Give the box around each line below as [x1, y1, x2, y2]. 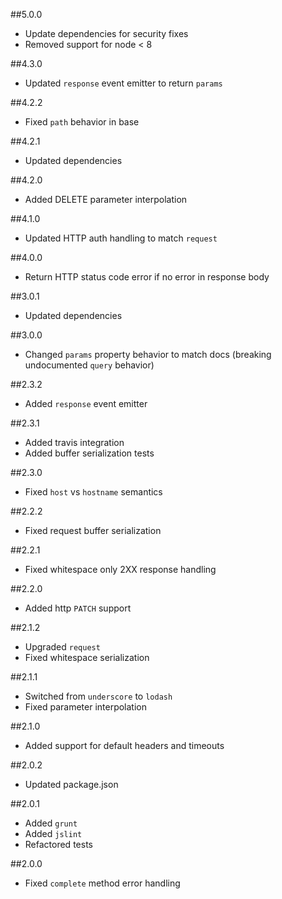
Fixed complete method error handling [24, 877, 181, 889]
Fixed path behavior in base [24, 116, 140, 128]
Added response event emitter [24, 398, 148, 409]
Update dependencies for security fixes [24, 28, 189, 39]
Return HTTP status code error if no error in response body [24, 271, 270, 283]
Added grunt [24, 817, 78, 829]
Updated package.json [24, 779, 119, 790]
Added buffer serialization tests [24, 447, 155, 459]
